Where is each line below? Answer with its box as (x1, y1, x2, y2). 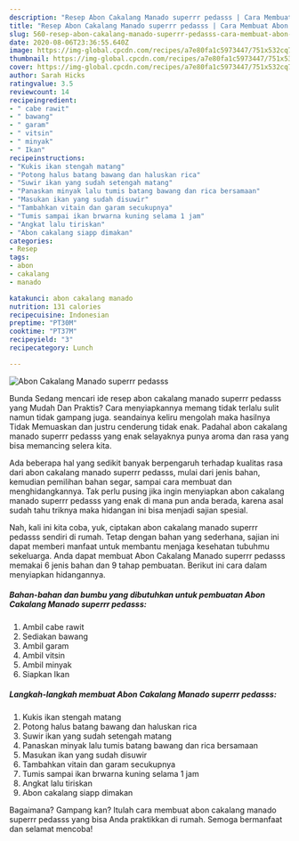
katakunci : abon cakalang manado (9, 294, 133, 303)
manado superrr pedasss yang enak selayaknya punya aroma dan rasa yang (9, 431, 289, 441)
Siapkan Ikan (21, 668, 69, 679)
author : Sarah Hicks (9, 71, 86, 80)
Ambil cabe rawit (21, 621, 85, 632)
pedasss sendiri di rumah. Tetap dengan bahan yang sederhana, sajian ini (9, 531, 279, 542)
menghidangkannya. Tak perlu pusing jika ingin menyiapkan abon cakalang (9, 486, 285, 497)
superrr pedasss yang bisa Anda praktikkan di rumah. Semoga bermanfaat (9, 813, 283, 824)
